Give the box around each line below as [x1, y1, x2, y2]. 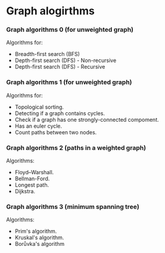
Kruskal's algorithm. [14, 234, 64, 241]
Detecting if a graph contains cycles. [14, 109, 105, 117]
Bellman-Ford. [14, 175, 50, 183]
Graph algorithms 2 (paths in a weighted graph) [6, 143, 147, 152]
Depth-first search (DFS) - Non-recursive [14, 57, 117, 64]
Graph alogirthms [6, 4, 95, 18]
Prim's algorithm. [14, 228, 57, 235]
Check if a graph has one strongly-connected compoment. [14, 116, 159, 123]
